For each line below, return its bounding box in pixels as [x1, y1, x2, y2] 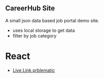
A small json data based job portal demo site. [5, 17, 100, 23]
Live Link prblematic [12, 67, 55, 73]
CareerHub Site [5, 4, 55, 13]
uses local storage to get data [12, 27, 75, 33]
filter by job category [12, 32, 57, 38]
